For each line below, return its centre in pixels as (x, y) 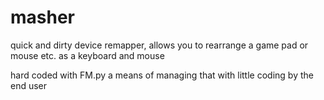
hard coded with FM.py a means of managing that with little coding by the (162, 75)
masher (43, 17)
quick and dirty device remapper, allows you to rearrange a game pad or (159, 45)
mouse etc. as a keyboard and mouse (87, 55)
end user (29, 85)
